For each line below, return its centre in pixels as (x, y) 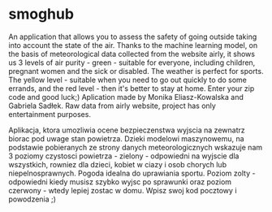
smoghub (41, 14)
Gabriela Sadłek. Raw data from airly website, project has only (112, 106)
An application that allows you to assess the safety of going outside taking (133, 37)
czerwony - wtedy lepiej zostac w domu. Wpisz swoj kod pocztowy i (123, 190)
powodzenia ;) (32, 199)
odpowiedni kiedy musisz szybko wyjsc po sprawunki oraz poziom (120, 182)
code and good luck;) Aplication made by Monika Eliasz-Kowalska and (126, 97)
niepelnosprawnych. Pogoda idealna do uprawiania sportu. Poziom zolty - (132, 173)
